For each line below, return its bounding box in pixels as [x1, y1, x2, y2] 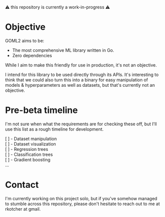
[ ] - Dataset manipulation [5, 136, 57, 142]
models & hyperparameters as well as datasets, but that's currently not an [5, 82, 155, 88]
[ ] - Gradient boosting [5, 156, 51, 162]
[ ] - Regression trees [5, 146, 48, 152]
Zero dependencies [12, 52, 52, 58]
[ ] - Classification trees [5, 151, 53, 157]
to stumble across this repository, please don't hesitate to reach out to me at [5, 201, 160, 207]
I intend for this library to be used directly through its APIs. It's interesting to [5, 72, 159, 77]
